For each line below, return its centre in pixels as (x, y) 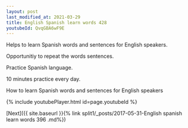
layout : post (22, 12)
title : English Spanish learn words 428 (57, 22)
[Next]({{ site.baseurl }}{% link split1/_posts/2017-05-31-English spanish (94, 113)
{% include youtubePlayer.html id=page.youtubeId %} (72, 102)
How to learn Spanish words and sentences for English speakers (85, 91)
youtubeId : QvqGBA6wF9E (35, 28)
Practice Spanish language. (39, 68)
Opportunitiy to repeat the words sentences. (60, 56)
